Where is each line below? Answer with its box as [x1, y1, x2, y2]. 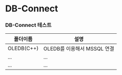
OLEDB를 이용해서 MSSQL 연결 [43, 45, 114, 52]
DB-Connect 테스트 [5, 22, 52, 29]
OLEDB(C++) [8, 45, 39, 52]
